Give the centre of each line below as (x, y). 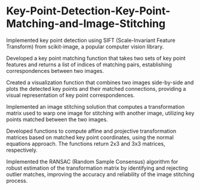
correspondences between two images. (55, 71)
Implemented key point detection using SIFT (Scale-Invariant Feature (91, 40)
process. (17, 180)
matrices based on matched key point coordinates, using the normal (90, 137)
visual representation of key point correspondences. (71, 95)
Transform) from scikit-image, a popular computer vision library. (85, 47)
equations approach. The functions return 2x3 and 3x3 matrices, (86, 143)
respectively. (22, 150)
